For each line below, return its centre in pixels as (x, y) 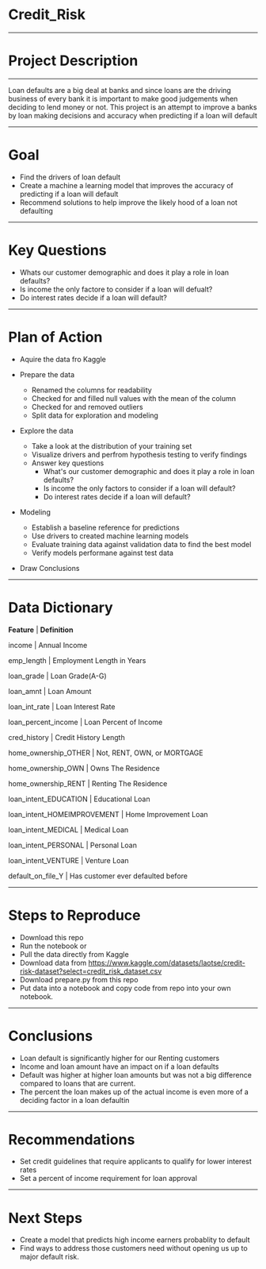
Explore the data (46, 430)
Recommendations (72, 1139)
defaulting (36, 210)
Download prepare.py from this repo (79, 979)
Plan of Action (55, 337)
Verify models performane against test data (103, 553)
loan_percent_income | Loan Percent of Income (85, 722)
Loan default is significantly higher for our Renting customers (120, 1058)
